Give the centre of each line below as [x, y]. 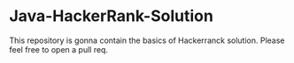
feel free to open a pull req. [59, 49]
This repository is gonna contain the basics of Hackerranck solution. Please [147, 40]
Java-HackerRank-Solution [112, 16]
